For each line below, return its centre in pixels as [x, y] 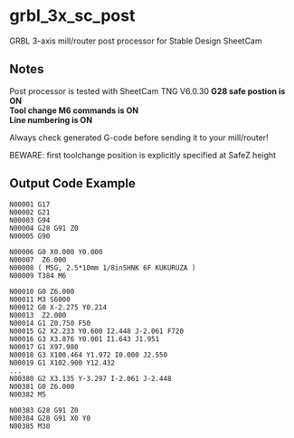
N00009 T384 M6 [38, 276]
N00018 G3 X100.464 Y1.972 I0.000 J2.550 [89, 355]
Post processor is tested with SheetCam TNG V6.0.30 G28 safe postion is [147, 90]
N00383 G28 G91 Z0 [44, 410]
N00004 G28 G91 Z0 [44, 228]
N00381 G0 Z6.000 [42, 386]
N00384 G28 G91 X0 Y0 [50, 418]
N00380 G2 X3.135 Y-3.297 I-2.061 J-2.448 [90, 378]
